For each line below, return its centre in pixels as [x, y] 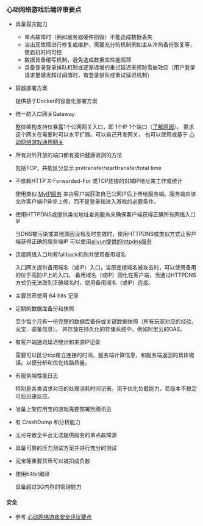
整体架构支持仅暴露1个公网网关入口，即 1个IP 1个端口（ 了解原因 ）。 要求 [105, 127]
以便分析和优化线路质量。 [58, 363]
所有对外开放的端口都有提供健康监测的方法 [69, 155]
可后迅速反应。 [34, 396]
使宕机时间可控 [43, 52]
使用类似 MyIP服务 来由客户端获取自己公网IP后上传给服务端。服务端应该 [105, 194]
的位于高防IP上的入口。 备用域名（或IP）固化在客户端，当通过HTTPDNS [106, 275]
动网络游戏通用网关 [39, 142]
